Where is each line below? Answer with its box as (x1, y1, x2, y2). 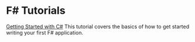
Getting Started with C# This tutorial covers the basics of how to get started (6, 23, 190, 30)
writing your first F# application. (6, 29, 83, 36)
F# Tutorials (6, 4, 66, 17)
